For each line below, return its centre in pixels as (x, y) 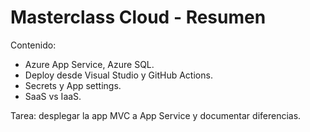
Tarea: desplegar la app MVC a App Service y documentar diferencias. (156, 115)
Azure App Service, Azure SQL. (89, 64)
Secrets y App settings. (73, 85)
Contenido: (33, 45)
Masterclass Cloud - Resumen (138, 17)
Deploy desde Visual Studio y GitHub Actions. (118, 75)
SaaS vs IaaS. (53, 96)
